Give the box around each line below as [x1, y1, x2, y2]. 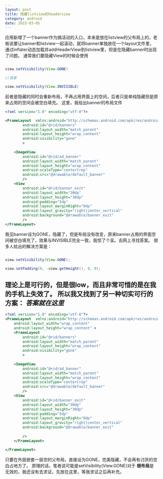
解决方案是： [26, 243, 52, 249]
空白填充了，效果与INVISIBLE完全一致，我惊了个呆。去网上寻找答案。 [13, 237, 153, 243]
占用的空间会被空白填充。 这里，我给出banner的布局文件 [9, 99, 123, 105]
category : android [5, 16, 42, 21]
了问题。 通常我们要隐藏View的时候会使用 [5, 53, 89, 59]
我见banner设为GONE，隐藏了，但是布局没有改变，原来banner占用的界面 [5, 231, 152, 237]
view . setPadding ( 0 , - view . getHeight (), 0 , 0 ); [5, 266, 101, 271]
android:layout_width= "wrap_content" [14, 321, 90, 326]
